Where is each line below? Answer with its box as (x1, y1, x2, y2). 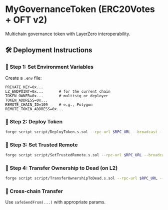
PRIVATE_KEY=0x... (5, 84, 43, 90)
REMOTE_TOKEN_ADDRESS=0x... (5, 106, 64, 111)
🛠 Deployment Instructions (5, 46, 92, 55)
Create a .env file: (5, 75, 42, 81)
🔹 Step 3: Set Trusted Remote (5, 141, 78, 148)
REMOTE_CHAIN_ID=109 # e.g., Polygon (5, 102, 93, 107)
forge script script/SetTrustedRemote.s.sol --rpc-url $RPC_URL (5, 153, 142, 158)
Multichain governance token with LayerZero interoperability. (5, 31, 130, 37)
